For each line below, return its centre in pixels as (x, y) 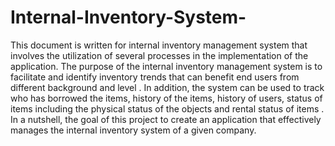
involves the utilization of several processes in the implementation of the (159, 55)
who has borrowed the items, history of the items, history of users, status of (166, 98)
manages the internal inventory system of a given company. (133, 130)
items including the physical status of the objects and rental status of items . (167, 108)
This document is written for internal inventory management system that (159, 45)
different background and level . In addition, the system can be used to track (167, 87)
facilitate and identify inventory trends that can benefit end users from (155, 77)
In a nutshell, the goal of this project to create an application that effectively (166, 119)
